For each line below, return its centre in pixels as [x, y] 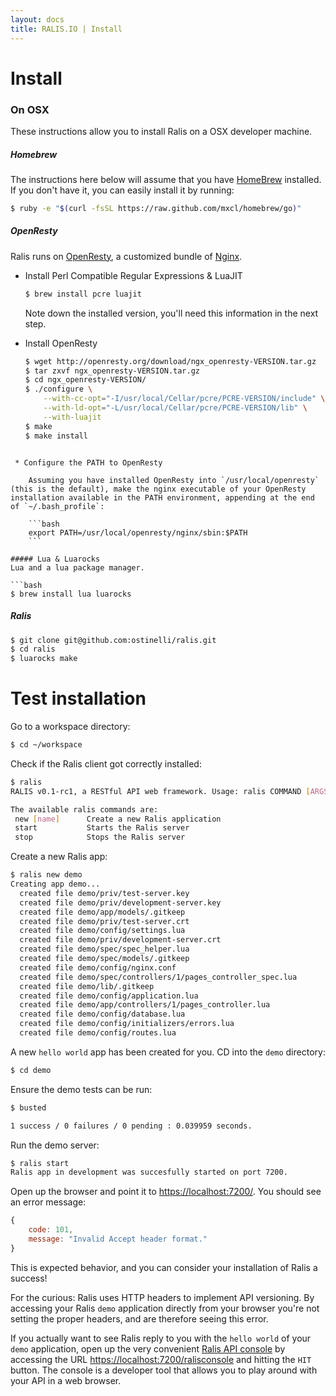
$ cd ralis [33, 649]
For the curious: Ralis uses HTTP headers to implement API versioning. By [162, 1297]
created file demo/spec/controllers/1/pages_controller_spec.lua [158, 977]
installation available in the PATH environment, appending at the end [162, 497]
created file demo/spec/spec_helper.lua [104, 949]
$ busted [28, 1107]
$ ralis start [40, 1163]
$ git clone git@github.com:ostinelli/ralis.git [113, 640]
